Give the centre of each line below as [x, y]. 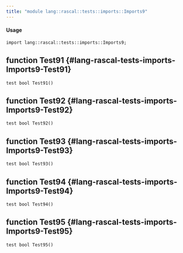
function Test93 [36, 141]
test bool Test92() [30, 123]
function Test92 [36, 101]
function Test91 [35, 60]
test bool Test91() [30, 83]
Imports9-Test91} [39, 70]
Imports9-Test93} [39, 150]
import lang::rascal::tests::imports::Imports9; [66, 42]
